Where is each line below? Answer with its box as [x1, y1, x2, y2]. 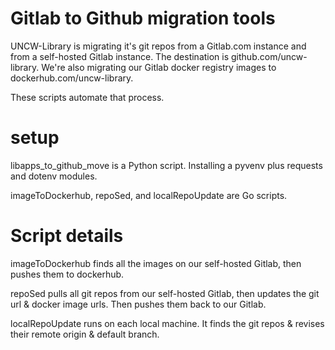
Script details [10, 225, 124, 247]
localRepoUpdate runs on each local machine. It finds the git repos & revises [10, 317, 325, 329]
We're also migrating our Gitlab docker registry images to [41, 61, 277, 73]
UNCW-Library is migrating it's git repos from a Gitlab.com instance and [10, 40, 307, 52]
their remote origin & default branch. [10, 328, 160, 340]
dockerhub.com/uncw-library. [10, 72, 134, 84]
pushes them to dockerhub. [10, 268, 125, 280]
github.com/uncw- [231, 50, 308, 62]
